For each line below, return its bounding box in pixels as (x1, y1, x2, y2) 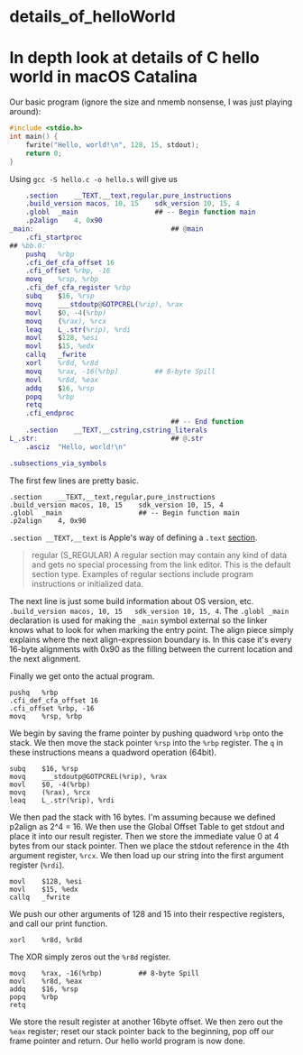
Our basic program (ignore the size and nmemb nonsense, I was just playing (9, 96, 293, 107)
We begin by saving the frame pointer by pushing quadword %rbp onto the (9, 728, 284, 738)
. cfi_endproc (25, 408, 75, 418)
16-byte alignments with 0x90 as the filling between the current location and (9, 643, 293, 655)
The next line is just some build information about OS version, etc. (9, 595, 254, 606)
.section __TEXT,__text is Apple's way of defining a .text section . (9, 532, 258, 543)
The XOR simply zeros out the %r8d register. (9, 951, 171, 962)
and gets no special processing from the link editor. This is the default (31, 559, 291, 570)
